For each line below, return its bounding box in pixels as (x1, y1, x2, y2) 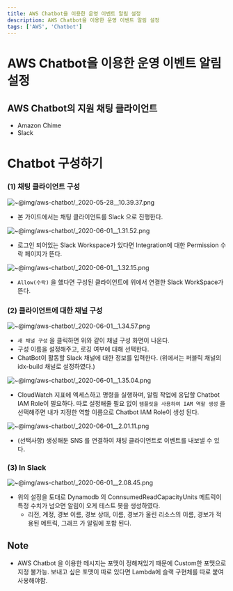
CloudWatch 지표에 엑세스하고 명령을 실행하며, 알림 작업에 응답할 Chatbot (17, 391, 220, 399)
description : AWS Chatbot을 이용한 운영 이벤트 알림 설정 (7, 17, 160, 24)
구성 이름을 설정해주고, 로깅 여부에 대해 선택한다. (17, 345, 150, 354)
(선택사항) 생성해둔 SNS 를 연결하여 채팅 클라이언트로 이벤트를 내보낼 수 (17, 436, 213, 445)
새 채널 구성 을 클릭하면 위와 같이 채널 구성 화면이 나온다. (17, 336, 170, 345)
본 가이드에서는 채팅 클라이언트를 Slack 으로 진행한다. (17, 212, 163, 221)
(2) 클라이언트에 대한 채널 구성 (7, 306, 103, 315)
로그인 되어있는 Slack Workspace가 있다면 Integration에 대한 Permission (17, 241, 219, 249)
